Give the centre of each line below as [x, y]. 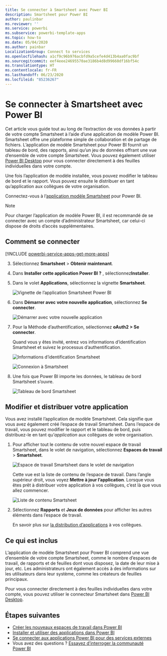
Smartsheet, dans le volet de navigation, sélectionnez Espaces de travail [87, 450]
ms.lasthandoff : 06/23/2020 [34, 75]
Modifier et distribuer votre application [67, 407]
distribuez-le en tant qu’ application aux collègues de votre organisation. [79, 435]
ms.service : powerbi [27, 28]
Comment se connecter [43, 242]
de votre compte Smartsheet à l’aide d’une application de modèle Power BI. [82, 134]
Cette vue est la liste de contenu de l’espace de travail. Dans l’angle [82, 474]
